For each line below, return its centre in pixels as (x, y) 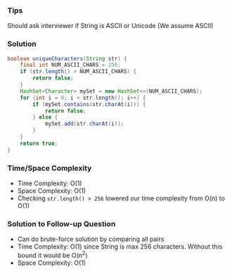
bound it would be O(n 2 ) (52, 255)
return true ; (39, 143)
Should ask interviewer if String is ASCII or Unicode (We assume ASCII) (110, 26)
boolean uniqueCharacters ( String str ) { (67, 58)
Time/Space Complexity (50, 168)
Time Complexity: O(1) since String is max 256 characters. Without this (120, 247)
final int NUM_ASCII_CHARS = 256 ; (70, 65)
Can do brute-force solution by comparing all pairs (91, 239)
